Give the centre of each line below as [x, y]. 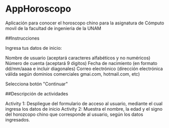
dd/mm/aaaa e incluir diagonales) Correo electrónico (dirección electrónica [84, 69]
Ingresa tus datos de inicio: [34, 48]
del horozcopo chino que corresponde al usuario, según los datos [74, 114]
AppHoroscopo [38, 9]
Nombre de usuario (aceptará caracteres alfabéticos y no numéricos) [78, 58]
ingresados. [18, 119]
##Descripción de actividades [37, 93]
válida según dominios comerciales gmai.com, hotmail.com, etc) [73, 74]
